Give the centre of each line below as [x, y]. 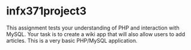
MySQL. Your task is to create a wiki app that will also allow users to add [95, 34]
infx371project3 [47, 11]
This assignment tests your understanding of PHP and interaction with [93, 28]
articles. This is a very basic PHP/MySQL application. [72, 40]
